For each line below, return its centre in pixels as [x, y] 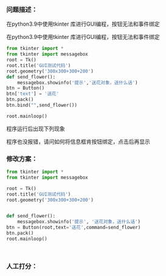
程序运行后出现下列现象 [36, 129]
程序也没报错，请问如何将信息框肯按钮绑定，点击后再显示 [78, 141]
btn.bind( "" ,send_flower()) [42, 105]
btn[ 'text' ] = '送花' [33, 94]
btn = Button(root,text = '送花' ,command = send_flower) [74, 228]
